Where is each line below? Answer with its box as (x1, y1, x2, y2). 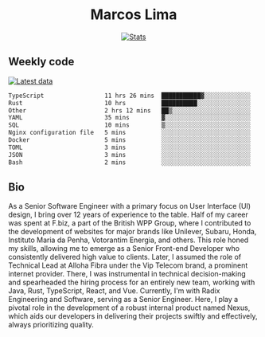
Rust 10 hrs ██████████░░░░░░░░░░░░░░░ (8, 99, 251, 107)
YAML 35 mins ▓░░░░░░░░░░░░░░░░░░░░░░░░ (8, 114, 251, 122)
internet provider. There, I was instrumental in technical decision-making (8, 269, 247, 279)
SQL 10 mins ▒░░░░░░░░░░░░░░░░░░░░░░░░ (8, 121, 251, 129)
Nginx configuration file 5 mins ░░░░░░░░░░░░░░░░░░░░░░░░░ (8, 129, 251, 137)
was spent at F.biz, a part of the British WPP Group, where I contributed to (8, 218, 251, 228)
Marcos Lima (90, 6, 177, 24)
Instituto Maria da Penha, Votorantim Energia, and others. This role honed (8, 235, 249, 245)
